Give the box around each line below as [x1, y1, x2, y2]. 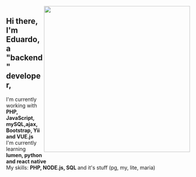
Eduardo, [6, 34, 40, 44]
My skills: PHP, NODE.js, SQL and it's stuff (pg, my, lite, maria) [6, 164, 156, 171]
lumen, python [6, 151, 43, 158]
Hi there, [6, 16, 38, 26]
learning [6, 145, 26, 152]
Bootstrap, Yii [6, 127, 40, 134]
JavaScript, [6, 114, 35, 122]
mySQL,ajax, [6, 120, 38, 127]
